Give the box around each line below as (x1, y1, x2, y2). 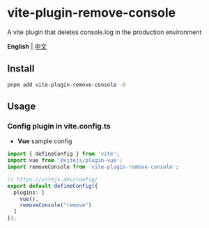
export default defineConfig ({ (7, 182, 98, 189)
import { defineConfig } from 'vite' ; (7, 151, 120, 158)
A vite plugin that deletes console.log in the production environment (7, 28, 202, 36)
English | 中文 (7, 42, 47, 50)
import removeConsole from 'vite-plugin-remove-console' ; (7, 163, 179, 171)
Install (7, 63, 35, 74)
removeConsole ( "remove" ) (20, 202, 92, 209)
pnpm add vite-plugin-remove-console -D (7, 81, 127, 88)
